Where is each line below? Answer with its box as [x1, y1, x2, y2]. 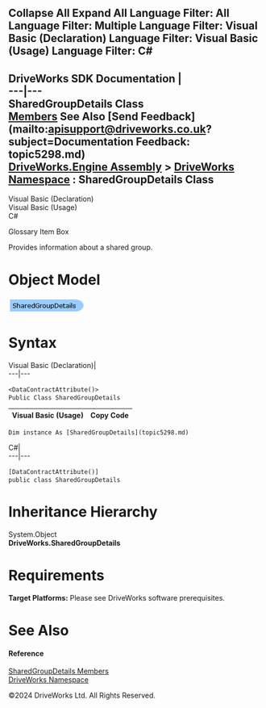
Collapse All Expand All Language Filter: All [8, 6, 230, 20]
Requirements [8, 567, 105, 584]
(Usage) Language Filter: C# [8, 44, 153, 58]
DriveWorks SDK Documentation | [8, 72, 182, 86]
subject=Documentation [8, 135, 135, 149]
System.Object [8, 530, 57, 539]
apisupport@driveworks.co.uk [48, 122, 206, 136]
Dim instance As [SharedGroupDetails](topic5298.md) [8, 429, 189, 437]
